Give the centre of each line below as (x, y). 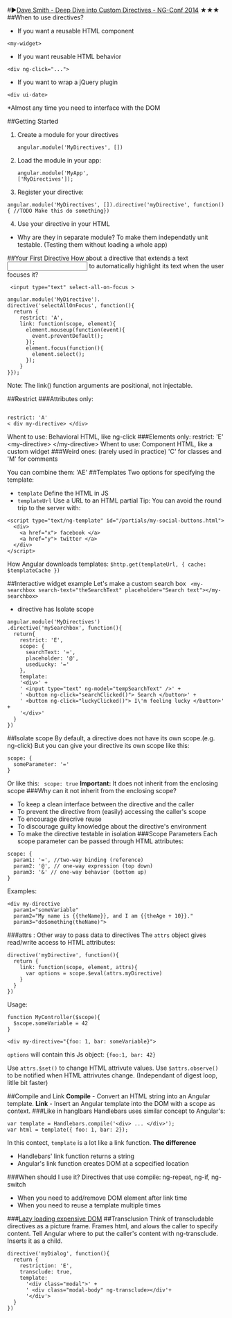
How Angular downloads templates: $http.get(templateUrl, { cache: (107, 564)
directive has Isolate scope (55, 609)
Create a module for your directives (68, 135)
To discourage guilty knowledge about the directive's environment (112, 826)
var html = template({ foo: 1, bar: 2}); (68, 1130)
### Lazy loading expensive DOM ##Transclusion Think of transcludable (110, 1219)
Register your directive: (51, 192)
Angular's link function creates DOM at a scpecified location (103, 1163)
